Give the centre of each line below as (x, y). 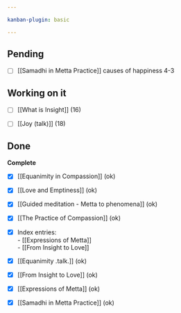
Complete (22, 163)
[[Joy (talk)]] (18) (41, 124)
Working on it (37, 93)
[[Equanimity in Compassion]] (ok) (66, 176)
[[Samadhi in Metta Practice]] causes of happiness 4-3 (96, 71)
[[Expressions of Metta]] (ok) (59, 289)
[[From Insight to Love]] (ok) (58, 275)
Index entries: (37, 232)
